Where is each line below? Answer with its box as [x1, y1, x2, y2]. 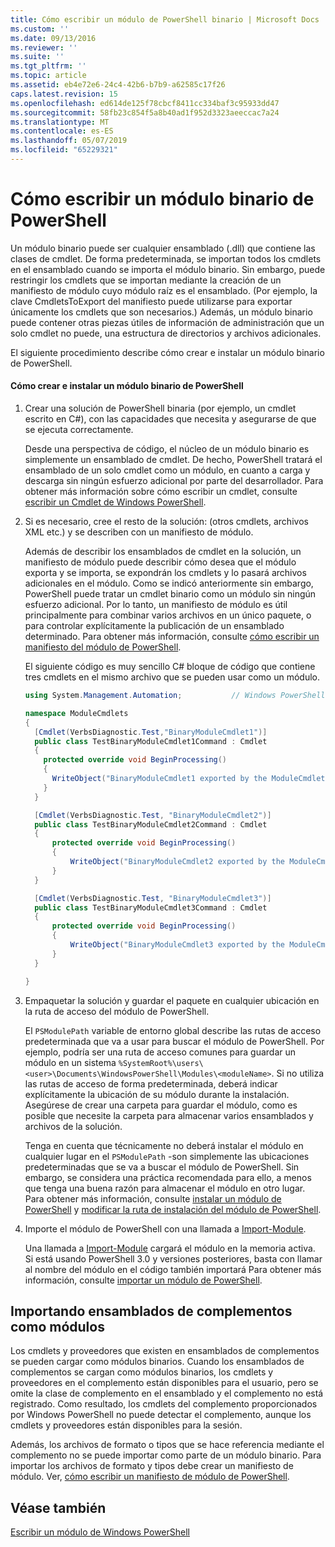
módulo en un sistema [24, 1056, 117, 1068]
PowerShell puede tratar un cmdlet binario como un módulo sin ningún [24, 588, 317, 600]
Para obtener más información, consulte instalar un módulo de [24, 1192, 282, 1205]
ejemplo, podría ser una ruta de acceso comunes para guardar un [24, 1046, 297, 1058]
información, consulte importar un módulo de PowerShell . [24, 1274, 263, 1286]
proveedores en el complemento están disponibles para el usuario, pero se [10, 1377, 319, 1389]
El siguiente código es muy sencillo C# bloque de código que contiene [24, 661, 316, 673]
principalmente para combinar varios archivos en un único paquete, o [24, 609, 312, 621]
